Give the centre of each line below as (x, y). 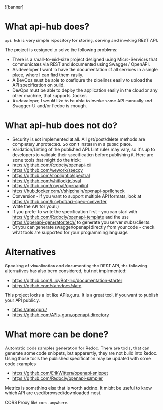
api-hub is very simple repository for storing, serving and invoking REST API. (82, 40)
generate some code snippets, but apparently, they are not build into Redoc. (81, 353)
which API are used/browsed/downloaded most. (53, 393)
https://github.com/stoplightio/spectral (51, 175)
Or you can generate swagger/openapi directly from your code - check (83, 227)
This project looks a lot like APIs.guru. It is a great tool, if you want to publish (82, 295)
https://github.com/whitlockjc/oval (46, 181)
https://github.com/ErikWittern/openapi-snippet (60, 373)
